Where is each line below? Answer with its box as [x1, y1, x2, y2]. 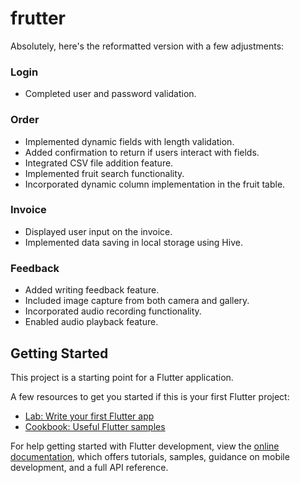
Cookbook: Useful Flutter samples [24, 420, 166, 432]
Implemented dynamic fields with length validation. [24, 135, 235, 147]
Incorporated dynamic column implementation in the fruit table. [24, 178, 286, 190]
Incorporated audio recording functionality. [24, 305, 202, 317]
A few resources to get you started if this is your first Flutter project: [10, 390, 290, 402]
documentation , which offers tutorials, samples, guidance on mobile [10, 450, 290, 462]
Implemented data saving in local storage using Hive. [24, 236, 243, 248]
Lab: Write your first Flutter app [24, 410, 155, 422]
